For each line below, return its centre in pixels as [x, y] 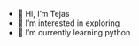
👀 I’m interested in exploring [69, 23]
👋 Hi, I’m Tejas [43, 14]
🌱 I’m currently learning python [74, 32]
